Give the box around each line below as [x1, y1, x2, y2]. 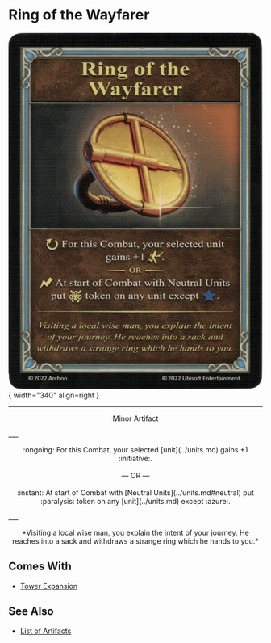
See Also [8, 604, 54, 619]
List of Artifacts [19, 626, 72, 636]
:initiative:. [118, 453, 153, 463]
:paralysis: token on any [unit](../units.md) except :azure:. [40, 496, 231, 506]
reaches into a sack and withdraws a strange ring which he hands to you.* [11, 536, 260, 546]
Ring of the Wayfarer [8, 6, 150, 24]
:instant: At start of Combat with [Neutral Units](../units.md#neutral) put [17, 487, 254, 498]
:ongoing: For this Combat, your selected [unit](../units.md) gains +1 [23, 444, 248, 454]
